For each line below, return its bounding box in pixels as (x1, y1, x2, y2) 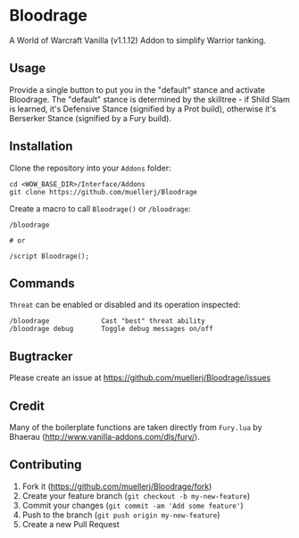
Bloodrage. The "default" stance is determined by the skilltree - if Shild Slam (9, 94, 290, 104)
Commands (9, 276, 76, 291)
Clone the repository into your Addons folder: (9, 162, 171, 173)
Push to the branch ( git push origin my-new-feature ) (21, 509, 220, 520)
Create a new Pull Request (21, 518, 120, 529)
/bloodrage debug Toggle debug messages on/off (9, 325, 214, 334)
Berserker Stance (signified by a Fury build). (9, 112, 172, 123)
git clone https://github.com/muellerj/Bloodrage (9, 187, 198, 196)
